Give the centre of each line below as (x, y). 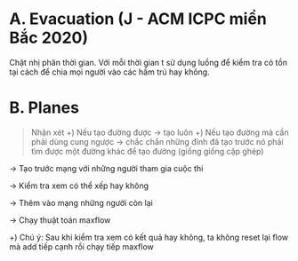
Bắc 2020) (49, 38)
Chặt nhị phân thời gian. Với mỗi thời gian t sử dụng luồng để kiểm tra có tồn (148, 62)
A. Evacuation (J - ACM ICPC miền (138, 19)
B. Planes (44, 108)
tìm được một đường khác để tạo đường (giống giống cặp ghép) (147, 151)
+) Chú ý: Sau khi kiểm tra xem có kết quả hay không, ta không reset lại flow (149, 237)
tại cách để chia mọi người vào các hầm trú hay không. (110, 72)
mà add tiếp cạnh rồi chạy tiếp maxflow (81, 246)
